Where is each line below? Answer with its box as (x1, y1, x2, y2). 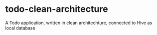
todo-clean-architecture (5, 3, 108, 15)
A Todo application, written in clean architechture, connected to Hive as (5, 20, 153, 26)
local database (5, 25, 36, 31)
